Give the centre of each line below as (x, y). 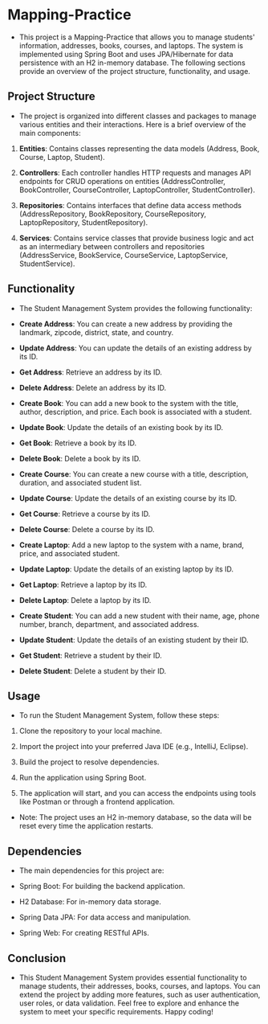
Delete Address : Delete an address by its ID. (93, 387)
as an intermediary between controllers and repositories (112, 246)
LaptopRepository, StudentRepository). (83, 222)
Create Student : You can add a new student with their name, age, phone (139, 616)
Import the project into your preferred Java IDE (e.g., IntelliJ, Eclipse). (134, 747)
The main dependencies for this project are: (91, 870)
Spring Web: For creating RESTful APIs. (84, 933)
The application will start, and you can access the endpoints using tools (138, 793)
